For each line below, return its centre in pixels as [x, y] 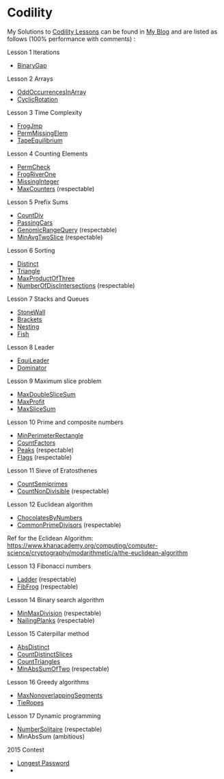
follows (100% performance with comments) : [71, 38]
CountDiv [30, 215]
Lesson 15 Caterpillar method [48, 633]
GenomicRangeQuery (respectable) [67, 230]
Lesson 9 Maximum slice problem [55, 381]
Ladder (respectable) [47, 579]
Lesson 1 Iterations [33, 52]
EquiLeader [33, 360]
